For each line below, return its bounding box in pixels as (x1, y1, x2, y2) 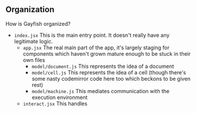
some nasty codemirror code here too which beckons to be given (31, 75, 191, 82)
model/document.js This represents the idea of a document (31, 63, 175, 70)
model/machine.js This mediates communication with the (31, 87, 170, 94)
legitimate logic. (14, 37, 53, 44)
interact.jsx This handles (22, 100, 88, 107)
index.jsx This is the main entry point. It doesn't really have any (14, 32, 170, 39)
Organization (5, 5, 54, 15)
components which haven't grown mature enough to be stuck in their (22, 50, 191, 57)
